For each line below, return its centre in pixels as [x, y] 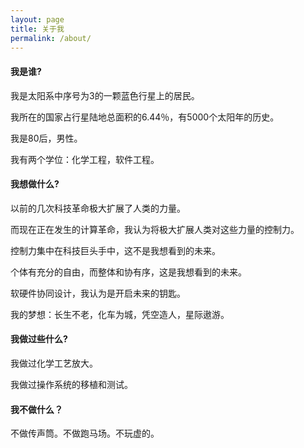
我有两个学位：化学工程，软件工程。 [85, 159]
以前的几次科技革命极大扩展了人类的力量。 [98, 208]
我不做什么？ [36, 409]
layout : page [37, 19]
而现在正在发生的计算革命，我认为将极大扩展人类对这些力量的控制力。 [155, 229]
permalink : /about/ [51, 38]
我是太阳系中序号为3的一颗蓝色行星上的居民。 [105, 95]
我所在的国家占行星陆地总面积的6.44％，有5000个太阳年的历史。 [145, 117]
